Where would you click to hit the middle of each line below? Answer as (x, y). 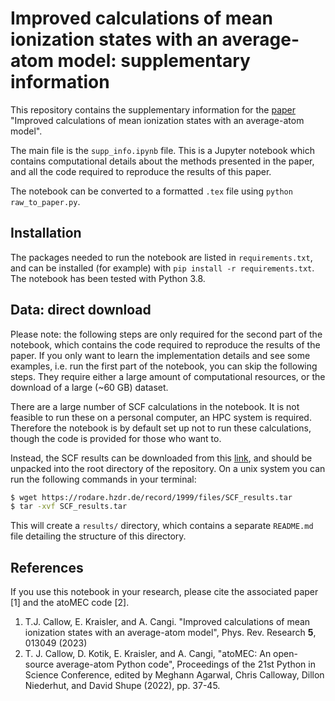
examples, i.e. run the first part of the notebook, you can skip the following (164, 366)
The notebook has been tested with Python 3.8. (108, 278)
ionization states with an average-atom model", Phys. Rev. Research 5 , (170, 633)
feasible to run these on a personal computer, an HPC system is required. (161, 417)
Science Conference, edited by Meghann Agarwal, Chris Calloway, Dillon (174, 675)
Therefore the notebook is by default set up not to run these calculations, (161, 428)
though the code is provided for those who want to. (116, 438)
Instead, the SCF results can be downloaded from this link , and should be (161, 458)
